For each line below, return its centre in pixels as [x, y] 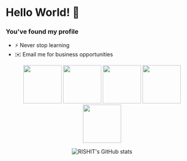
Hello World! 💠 [43, 13]
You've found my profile [42, 32]
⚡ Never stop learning [42, 45]
